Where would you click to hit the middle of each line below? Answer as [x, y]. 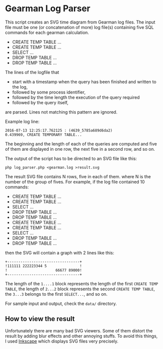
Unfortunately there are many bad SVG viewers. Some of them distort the [79, 330]
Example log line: [22, 121]
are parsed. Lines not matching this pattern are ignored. [61, 112]
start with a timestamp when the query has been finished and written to [84, 82]
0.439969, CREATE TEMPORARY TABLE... [44, 135]
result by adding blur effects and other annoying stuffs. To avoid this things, [81, 336]
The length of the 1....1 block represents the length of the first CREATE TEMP [81, 283]
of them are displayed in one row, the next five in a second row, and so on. [80, 149]
